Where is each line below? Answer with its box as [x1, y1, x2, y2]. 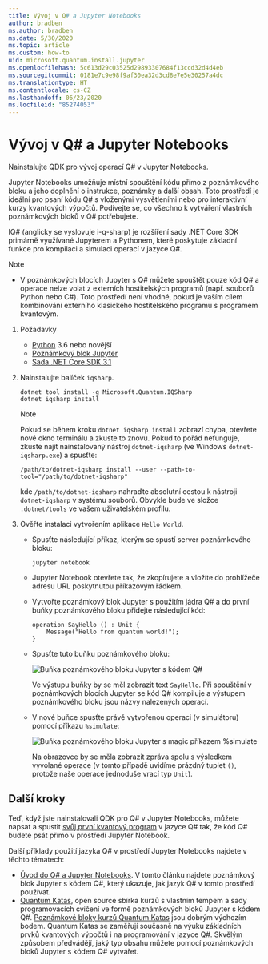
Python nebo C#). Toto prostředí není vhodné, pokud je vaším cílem [19, 292, 243, 302]
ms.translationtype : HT [8, 78, 88, 86]
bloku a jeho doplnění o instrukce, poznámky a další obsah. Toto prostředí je [8, 186, 260, 196]
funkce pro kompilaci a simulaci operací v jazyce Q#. [8, 244, 182, 254]
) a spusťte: [59, 450, 98, 460]
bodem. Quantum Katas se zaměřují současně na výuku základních [19, 921, 242, 930]
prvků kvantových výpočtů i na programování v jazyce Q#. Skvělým [19, 930, 242, 939]
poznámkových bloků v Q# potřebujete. [8, 211, 138, 221]
